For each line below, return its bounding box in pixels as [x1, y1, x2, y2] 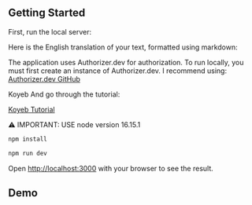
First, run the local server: [8, 27, 92, 36]
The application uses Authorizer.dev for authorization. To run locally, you [8, 57, 244, 67]
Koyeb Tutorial [8, 104, 55, 114]
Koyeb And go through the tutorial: [8, 90, 120, 99]
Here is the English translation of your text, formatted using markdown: [8, 42, 238, 52]
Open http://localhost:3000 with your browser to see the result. [8, 163, 214, 173]
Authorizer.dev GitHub [8, 74, 81, 83]
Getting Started [8, 6, 86, 20]
